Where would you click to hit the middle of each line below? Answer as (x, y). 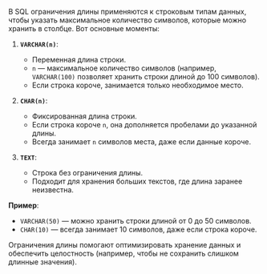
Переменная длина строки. (79, 60)
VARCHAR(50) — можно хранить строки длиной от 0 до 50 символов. (136, 221)
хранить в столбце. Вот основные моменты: (84, 28)
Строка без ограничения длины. (87, 173)
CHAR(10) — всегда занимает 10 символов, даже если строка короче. (138, 229)
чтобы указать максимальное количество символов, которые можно (127, 20)
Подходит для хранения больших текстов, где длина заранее (137, 181)
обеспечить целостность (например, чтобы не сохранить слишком (123, 253)
